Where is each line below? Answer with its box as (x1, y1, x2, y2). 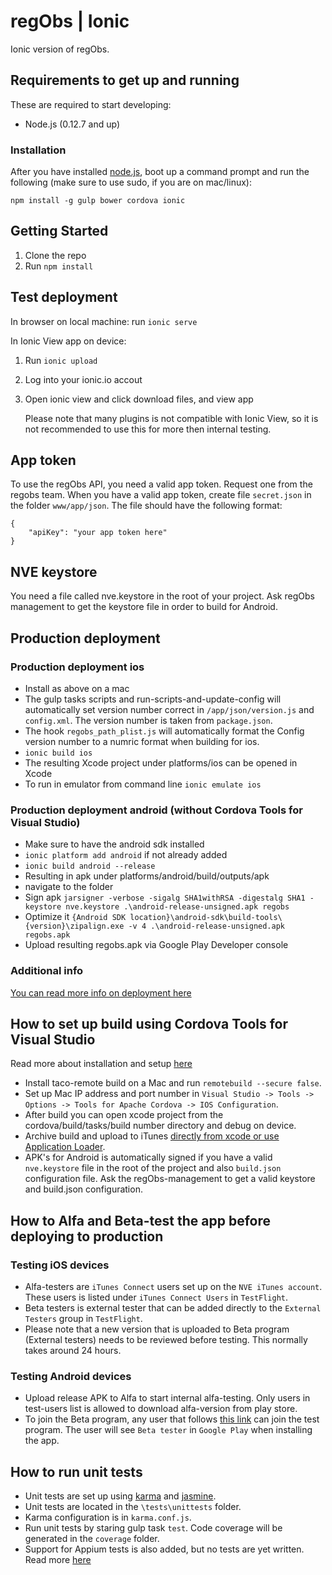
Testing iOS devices (10, 1258, 110, 1272)
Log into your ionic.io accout (24, 373, 143, 385)
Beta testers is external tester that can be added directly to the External (24, 1302, 322, 1314)
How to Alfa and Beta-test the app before (10, 1212, 272, 1229)
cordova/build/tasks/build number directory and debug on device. (24, 1120, 297, 1132)
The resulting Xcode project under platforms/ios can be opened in (24, 756, 298, 769)
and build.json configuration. (24, 1183, 143, 1195)
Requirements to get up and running (10, 72, 240, 89)
